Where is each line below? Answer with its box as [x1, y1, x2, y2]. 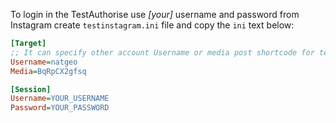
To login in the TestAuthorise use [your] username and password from [10, 9, 300, 20]
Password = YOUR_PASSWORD [10, 103, 110, 113]
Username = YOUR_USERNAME [10, 94, 110, 104]
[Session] [10, 84, 52, 94]
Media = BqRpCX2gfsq [10, 66, 87, 76]
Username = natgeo [10, 57, 78, 67]
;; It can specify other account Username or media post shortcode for [10, 47, 315, 58]
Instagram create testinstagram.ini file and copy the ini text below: [10, 19, 295, 31]
